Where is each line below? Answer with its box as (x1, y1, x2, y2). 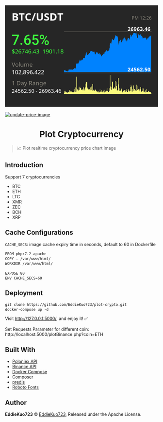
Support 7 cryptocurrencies (5, 174, 61, 180)
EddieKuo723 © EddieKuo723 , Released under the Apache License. (5, 411, 142, 417)
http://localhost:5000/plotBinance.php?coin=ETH (5, 332, 103, 337)
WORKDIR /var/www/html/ (5, 261, 53, 266)
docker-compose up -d (5, 307, 49, 312)
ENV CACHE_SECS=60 (5, 276, 42, 281)
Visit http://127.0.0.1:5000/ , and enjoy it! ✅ (5, 316, 88, 321)
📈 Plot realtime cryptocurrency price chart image (16, 145, 116, 151)
